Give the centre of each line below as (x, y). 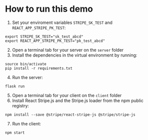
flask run (15, 86)
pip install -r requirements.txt (39, 68)
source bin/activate (26, 64)
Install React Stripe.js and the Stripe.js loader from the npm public (78, 100)
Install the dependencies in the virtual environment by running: (74, 55)
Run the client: (26, 123)
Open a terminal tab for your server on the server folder (68, 50)
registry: (20, 105)
